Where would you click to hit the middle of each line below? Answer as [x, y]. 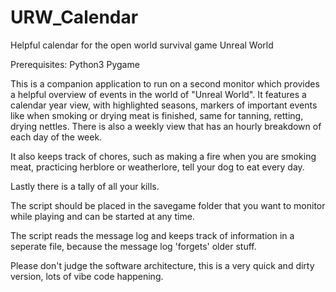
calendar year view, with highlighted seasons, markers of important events [164, 105]
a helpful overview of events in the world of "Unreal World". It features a [158, 94]
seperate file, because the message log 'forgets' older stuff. [133, 246]
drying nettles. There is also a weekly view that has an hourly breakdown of [166, 126]
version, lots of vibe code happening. [87, 276]
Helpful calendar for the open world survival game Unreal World [142, 45]
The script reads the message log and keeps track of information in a [152, 235]
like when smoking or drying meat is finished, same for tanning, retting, [157, 115]
